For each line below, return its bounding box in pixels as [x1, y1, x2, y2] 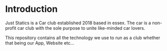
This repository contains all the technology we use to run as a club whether [5, 35, 160, 41]
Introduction [5, 3, 58, 15]
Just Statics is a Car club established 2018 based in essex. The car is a [5, 20, 151, 26]
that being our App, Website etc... [5, 40, 74, 46]
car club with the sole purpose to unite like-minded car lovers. [17, 25, 145, 31]
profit [5, 25, 16, 31]
